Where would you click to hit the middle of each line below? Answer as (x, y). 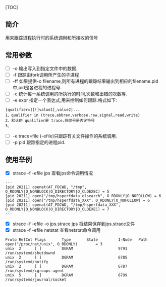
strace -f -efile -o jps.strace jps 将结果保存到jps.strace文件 (74, 224)
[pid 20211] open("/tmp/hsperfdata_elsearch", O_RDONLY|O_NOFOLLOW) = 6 (83, 196)
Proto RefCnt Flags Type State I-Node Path (76, 240)
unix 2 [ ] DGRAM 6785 (66, 258)
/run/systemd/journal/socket (36, 280)
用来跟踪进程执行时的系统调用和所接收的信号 (52, 38)
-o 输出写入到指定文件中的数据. (45, 68)
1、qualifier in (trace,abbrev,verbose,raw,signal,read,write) (73, 115)
